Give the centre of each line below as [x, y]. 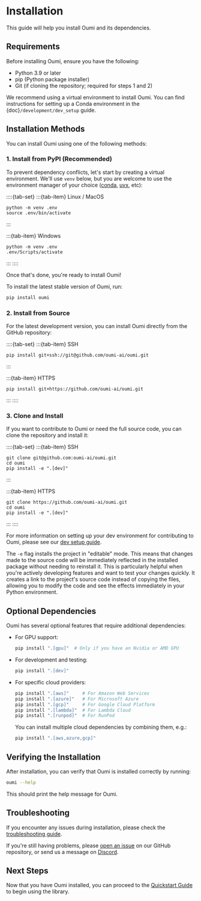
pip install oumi [28, 297]
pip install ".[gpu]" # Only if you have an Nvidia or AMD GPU [97, 648]
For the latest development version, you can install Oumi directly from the [97, 326]
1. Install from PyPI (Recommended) [59, 159]
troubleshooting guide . [34, 834]
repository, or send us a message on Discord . [62, 852]
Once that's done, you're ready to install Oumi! [64, 274]
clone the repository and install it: [47, 435]
